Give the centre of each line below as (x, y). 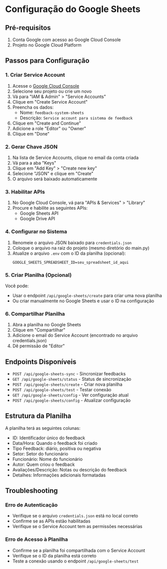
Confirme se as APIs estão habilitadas (51, 521)
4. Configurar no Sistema (36, 232)
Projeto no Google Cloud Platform (47, 45)
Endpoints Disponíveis (41, 362)
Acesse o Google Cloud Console (46, 86)
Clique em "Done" (31, 134)
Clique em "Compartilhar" (39, 330)
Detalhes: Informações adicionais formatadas (59, 475)
